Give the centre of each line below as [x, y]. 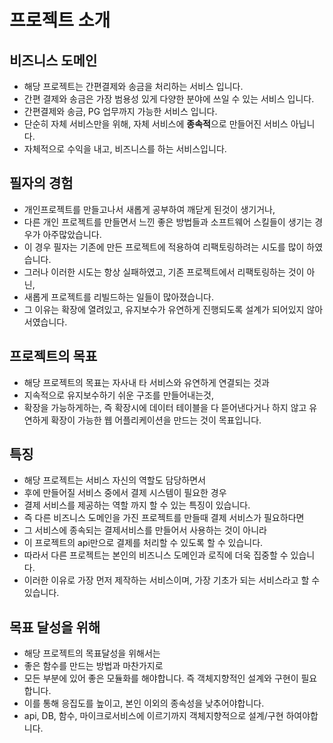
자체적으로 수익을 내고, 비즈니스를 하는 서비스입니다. [125, 149]
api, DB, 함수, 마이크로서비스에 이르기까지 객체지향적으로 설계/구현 [153, 716]
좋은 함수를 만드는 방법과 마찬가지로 [93, 666]
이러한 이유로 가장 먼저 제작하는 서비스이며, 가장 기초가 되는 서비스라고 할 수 [172, 580]
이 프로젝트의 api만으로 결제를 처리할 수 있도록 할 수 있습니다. [143, 543]
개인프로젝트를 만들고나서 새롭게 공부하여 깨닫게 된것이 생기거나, [149, 209]
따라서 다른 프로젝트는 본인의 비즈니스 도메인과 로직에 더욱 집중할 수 [156, 555]
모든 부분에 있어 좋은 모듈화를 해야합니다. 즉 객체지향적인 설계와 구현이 [161, 678]
